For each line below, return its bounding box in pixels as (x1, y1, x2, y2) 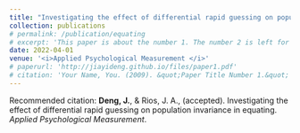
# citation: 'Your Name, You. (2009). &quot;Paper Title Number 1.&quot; (9, 71, 290, 80)
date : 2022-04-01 (9, 46, 74, 55)
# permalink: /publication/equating (9, 29, 146, 38)
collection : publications (9, 21, 105, 30)
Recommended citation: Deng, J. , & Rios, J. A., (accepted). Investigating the (9, 95, 288, 106)
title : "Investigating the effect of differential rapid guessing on (9, 12, 274, 22)
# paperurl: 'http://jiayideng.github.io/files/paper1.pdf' (9, 63, 238, 72)
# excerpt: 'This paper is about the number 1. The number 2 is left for (9, 37, 290, 47)
